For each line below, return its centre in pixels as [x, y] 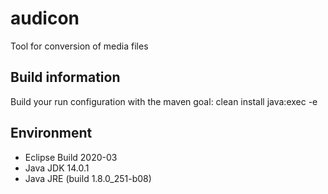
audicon [45, 18]
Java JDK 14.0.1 [57, 168]
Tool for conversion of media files [79, 46]
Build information [65, 77]
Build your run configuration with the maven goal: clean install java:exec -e [164, 101]
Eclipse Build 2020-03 [71, 157]
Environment [51, 133]
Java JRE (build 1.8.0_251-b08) [88, 178]
